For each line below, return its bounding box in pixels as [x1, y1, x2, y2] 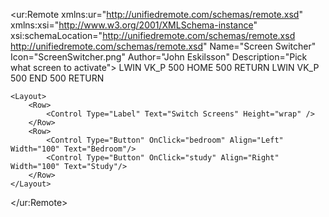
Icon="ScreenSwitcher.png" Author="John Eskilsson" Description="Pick [10, 51, 308, 63]
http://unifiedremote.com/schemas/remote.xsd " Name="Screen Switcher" [10, 40, 317, 52]
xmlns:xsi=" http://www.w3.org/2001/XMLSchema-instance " [10, 19, 258, 31]
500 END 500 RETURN [10, 72, 105, 84]
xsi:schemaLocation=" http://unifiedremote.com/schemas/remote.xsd [10, 30, 296, 41]
